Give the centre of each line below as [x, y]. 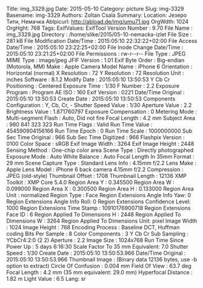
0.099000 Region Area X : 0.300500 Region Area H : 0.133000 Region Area [100, 189]
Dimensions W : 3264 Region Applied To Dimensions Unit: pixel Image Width [102, 221]
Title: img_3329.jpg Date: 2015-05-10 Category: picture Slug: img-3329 [95, 9]
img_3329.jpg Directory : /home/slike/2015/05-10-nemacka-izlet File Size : [99, 34]
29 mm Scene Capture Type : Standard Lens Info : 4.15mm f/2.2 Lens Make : [101, 163]
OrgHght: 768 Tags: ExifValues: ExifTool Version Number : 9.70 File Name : [99, 28]
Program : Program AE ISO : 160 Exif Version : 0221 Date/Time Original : [95, 92]
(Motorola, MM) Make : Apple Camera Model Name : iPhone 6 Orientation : [99, 67]
